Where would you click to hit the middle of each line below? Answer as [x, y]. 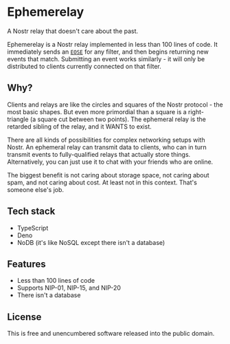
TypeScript [33, 228]
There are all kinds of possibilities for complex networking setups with [106, 140]
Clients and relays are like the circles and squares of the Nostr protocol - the [115, 105]
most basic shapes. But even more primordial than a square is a [97, 111]
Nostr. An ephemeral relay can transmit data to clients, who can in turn [107, 147]
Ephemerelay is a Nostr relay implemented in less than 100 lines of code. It [112, 44]
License [24, 317]
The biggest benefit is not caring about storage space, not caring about [108, 175]
